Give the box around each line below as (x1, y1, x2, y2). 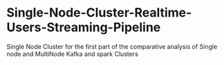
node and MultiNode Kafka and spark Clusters (6, 50, 139, 58)
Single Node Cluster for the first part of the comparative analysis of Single (6, 42, 218, 50)
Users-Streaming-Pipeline (6, 19, 161, 35)
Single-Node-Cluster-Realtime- (6, 5, 192, 21)
